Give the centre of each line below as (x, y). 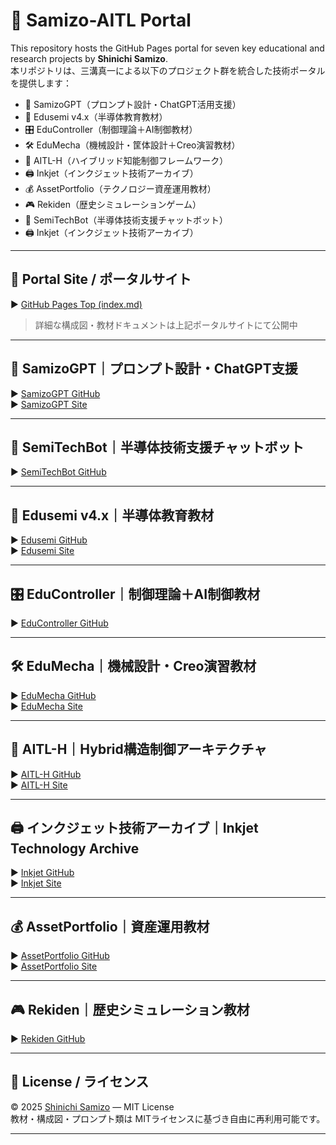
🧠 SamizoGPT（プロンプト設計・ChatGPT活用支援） (133, 104)
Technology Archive (75, 849)
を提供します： (41, 83)
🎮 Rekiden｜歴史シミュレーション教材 (130, 1009)
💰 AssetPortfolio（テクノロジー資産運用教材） (120, 188)
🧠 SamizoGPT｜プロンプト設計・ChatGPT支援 (154, 369)
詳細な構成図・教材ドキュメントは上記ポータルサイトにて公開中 (166, 325)
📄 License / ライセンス (80, 1082)
